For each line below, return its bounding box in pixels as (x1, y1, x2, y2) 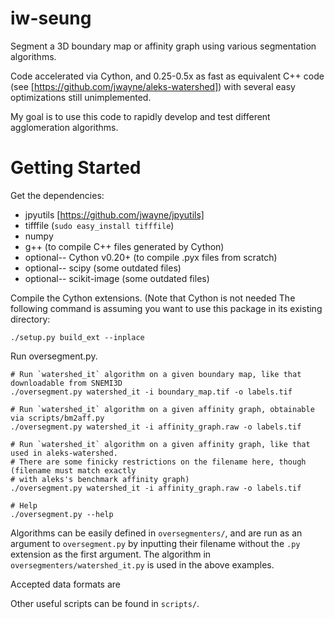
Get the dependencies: (10, 189, 105, 201)
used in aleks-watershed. (10, 448, 118, 458)
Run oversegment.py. (10, 350, 98, 362)
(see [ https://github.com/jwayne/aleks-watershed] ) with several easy (10, 80, 296, 92)
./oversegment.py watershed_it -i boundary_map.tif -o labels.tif (10, 387, 293, 397)
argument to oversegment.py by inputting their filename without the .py (10, 537, 301, 549)
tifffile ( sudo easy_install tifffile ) (24, 219, 175, 231)
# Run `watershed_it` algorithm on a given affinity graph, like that (10, 439, 311, 449)
